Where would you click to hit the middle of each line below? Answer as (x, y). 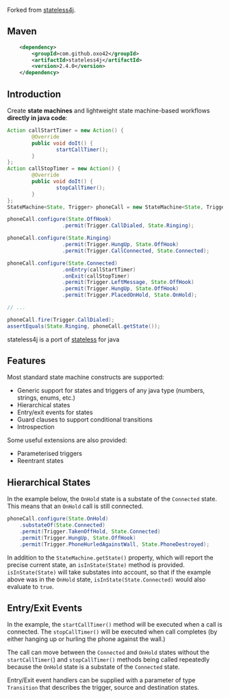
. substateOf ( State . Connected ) (63, 525)
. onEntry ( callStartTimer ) (99, 269)
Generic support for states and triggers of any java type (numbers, (111, 391)
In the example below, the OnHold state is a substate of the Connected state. (112, 499)
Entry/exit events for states (55, 412)
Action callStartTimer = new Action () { (66, 130)
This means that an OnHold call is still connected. (75, 506)
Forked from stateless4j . (41, 10)
